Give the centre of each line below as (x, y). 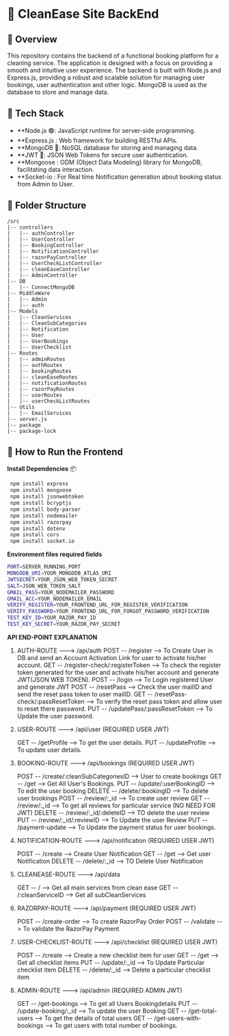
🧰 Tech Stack (36, 113)
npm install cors (35, 535)
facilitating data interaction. (55, 169)
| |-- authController (41, 233)
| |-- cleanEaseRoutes (42, 377)
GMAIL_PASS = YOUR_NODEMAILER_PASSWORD (61, 592)
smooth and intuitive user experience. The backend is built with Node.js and (114, 70)
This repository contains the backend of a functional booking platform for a (113, 55)
